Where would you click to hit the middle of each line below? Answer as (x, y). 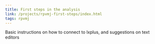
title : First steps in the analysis (43, 9)
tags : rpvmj (17, 18)
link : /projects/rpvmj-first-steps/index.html (54, 14)
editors (12, 37)
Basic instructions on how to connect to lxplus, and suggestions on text (77, 32)
